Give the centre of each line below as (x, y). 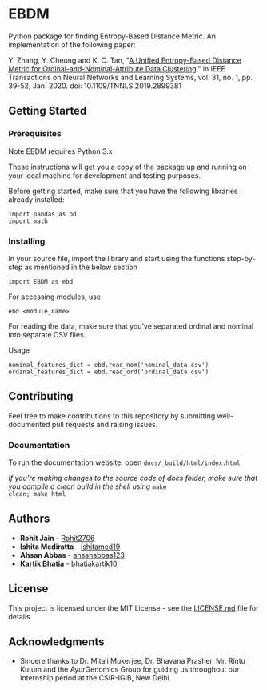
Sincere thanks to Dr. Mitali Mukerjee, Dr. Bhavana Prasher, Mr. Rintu (132, 661)
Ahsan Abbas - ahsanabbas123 (72, 555)
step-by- (241, 258)
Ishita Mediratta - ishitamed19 (70, 547)
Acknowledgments (57, 642)
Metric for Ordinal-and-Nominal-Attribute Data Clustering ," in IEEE (117, 68)
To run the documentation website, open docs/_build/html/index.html (124, 462)
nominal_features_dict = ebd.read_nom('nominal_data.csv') (109, 365)
